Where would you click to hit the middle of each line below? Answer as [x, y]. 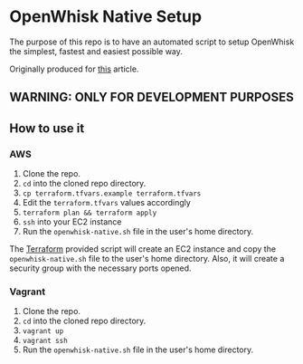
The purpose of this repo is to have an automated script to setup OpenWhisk [152, 42]
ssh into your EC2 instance [72, 222]
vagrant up [43, 331]
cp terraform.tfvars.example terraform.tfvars [112, 194]
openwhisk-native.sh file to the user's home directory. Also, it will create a [147, 259]
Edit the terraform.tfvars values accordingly [107, 203]
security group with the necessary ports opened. [100, 268]
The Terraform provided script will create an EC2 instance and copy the [143, 249]
